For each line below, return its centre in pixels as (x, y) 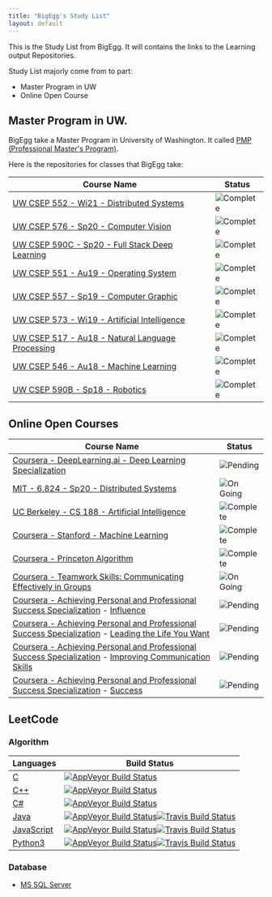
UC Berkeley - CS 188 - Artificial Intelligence (99, 512)
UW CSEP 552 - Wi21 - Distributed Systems (98, 204)
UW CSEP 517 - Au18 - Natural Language (94, 338)
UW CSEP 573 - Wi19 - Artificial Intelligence (99, 320)
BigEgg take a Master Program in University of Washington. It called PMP (130, 140)
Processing (34, 348)
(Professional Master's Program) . (64, 149)
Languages (34, 763)
